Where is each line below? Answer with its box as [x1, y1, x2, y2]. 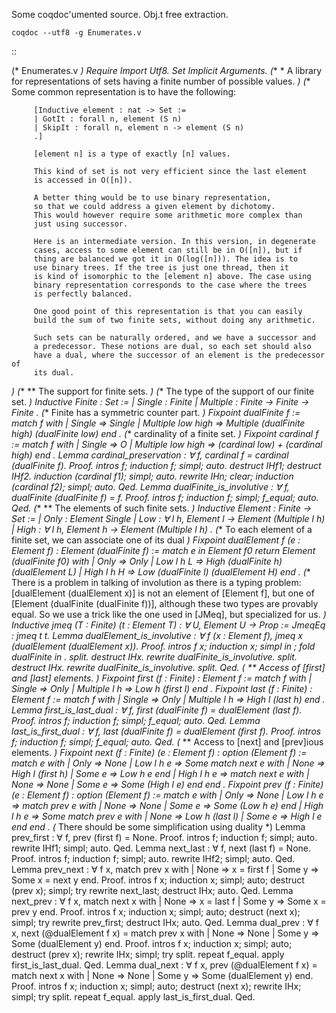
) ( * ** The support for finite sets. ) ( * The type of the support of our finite [11, 385, 315, 397]
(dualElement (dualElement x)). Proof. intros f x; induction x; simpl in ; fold [11, 640, 316, 652]
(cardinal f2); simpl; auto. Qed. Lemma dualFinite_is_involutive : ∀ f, [11, 481, 290, 493]
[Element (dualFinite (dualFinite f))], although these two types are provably [11, 598, 319, 609]
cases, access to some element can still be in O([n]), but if [33, 245, 303, 255]
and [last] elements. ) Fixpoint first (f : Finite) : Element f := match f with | [11, 672, 313, 684]
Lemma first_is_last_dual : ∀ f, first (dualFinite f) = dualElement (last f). [11, 704, 303, 716]
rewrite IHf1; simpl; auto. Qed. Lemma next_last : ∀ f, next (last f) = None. [11, 842, 312, 854]
